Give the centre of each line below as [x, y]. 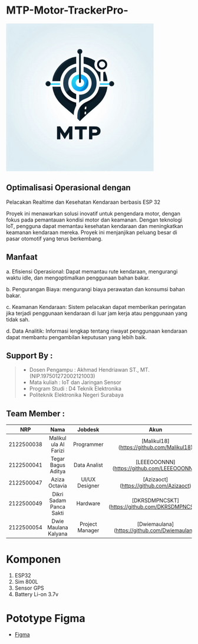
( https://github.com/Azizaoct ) [156, 486]
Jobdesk [88, 430]
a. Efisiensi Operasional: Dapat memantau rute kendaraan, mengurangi [92, 271]
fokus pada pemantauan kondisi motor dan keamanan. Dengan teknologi [94, 220]
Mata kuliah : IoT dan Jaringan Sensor [75, 382]
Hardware [88, 503]
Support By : [29, 355]
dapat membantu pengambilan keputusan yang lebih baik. [77, 337]
